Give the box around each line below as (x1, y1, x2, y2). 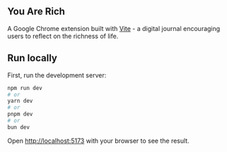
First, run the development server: (7, 70, 107, 80)
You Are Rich (7, 6, 66, 18)
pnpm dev (7, 110, 33, 118)
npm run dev (7, 84, 42, 91)
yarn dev (7, 98, 33, 105)
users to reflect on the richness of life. (7, 32, 119, 40)
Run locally (7, 52, 58, 64)
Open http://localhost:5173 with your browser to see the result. (7, 137, 190, 145)
